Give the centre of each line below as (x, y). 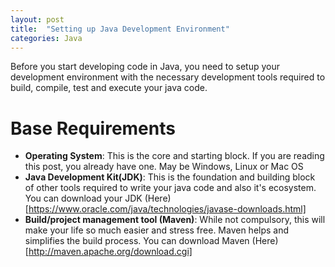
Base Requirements (93, 128)
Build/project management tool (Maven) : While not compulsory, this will (175, 220)
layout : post (37, 19)
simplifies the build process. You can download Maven (137, 241)
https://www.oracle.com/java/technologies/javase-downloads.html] (167, 209)
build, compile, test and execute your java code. (109, 88)
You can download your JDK (83, 198)
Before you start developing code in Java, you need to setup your (145, 67)
